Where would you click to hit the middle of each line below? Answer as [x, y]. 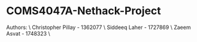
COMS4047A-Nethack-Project [84, 11]
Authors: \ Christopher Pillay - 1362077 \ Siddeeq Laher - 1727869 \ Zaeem [99, 27]
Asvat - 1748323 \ [28, 33]
